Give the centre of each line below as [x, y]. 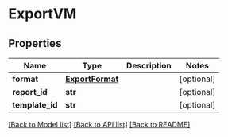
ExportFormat [92, 79]
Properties [35, 43]
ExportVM [43, 14]
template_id [35, 105]
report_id [30, 92]
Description [149, 66]
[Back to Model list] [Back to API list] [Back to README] [99, 125]
